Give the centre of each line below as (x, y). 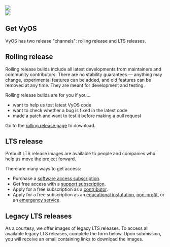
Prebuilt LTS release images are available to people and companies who (80, 154)
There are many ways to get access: (43, 169)
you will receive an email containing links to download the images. (74, 239)
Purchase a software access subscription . (56, 179)
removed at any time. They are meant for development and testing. (75, 85)
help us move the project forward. (41, 159)
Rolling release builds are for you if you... (48, 95)
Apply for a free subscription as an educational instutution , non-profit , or (89, 195)
